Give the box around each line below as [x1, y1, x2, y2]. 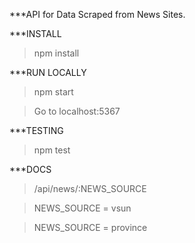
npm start [33, 86, 74, 98]
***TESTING [9, 125, 64, 136]
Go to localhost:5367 [33, 105, 121, 117]
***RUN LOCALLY [9, 67, 87, 78]
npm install [33, 47, 80, 59]
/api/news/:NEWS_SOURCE [33, 183, 147, 194]
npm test [33, 144, 71, 156]
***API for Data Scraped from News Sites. [9, 9, 186, 20]
